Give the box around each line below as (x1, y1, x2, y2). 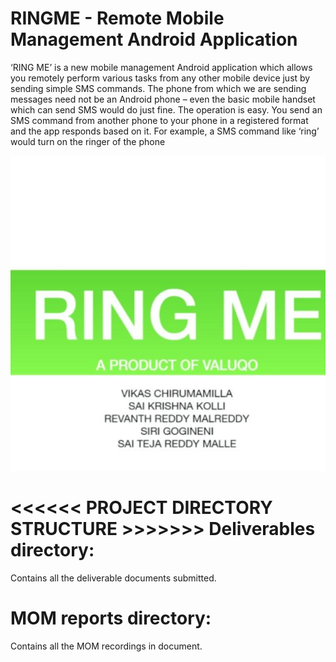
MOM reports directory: (10, 607, 212, 630)
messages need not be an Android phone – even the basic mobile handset (10, 93, 316, 105)
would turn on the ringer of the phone (10, 135, 166, 147)
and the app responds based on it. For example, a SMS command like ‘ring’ (10, 125, 320, 137)
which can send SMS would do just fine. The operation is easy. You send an (10, 103, 323, 116)
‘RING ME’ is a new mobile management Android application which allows (10, 61, 313, 73)
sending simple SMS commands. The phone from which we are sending (10, 82, 307, 94)
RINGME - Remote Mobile (10, 7, 225, 30)
